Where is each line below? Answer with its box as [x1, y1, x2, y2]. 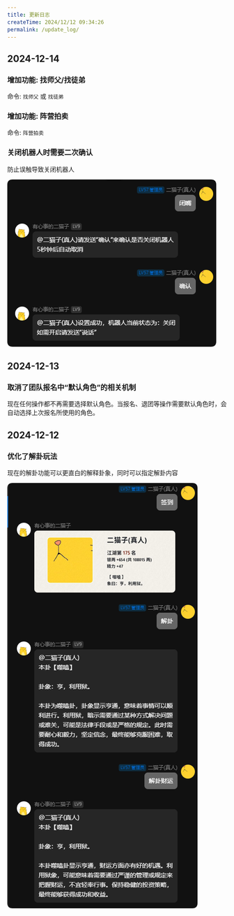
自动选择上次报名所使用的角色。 [7, 409, 99, 417]
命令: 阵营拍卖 [7, 129, 44, 137]
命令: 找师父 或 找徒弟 [7, 92, 64, 101]
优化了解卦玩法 [7, 451, 58, 461]
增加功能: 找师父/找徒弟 [7, 75, 86, 85]
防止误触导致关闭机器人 [7, 165, 75, 173]
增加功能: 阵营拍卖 [7, 111, 69, 121]
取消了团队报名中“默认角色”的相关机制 [7, 382, 136, 392]
